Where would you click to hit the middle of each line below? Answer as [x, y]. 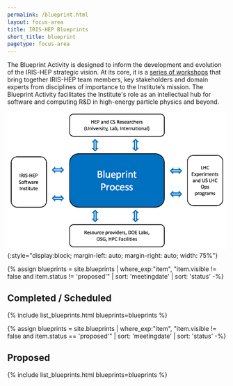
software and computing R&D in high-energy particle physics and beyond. [113, 102]
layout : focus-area [35, 22]
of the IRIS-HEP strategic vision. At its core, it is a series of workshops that [114, 72]
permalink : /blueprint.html [48, 15]
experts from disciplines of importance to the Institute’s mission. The [105, 87]
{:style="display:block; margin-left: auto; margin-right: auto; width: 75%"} [113, 256]
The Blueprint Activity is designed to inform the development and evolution [114, 65]
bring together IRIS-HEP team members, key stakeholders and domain [108, 79]
